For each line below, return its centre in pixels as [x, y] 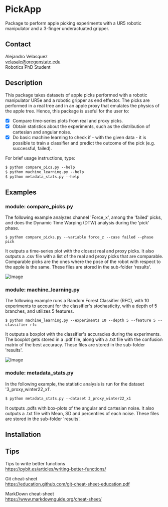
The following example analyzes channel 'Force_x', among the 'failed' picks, [83, 217]
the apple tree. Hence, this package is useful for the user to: [67, 111]
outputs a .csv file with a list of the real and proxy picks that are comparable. [84, 257]
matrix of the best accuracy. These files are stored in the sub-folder [75, 345]
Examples [21, 192]
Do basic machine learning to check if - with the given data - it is [79, 137]
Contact [18, 44]
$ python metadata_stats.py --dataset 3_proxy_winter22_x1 [68, 398]
